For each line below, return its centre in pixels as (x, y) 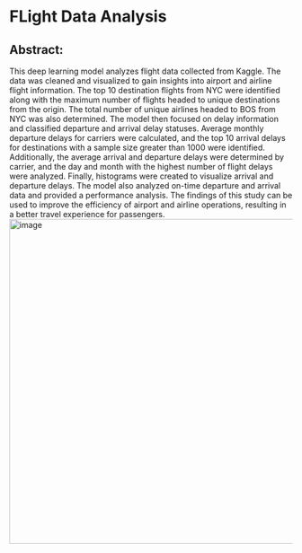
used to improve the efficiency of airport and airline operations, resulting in (148, 205)
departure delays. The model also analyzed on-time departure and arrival (145, 185)
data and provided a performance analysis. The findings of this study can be (151, 195)
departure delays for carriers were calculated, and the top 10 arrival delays (147, 138)
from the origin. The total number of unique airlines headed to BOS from (142, 109)
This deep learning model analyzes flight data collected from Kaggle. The (145, 71)
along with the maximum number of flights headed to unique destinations (145, 100)
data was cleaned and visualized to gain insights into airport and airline (141, 81)
